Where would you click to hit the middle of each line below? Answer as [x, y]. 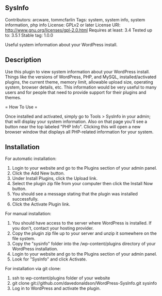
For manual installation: [28, 214]
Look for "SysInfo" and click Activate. [49, 259]
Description [23, 60]
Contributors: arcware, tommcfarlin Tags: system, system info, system [75, 19]
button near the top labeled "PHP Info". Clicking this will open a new [73, 126]
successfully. [25, 199]
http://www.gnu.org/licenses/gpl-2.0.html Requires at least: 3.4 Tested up [79, 30]
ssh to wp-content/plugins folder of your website [61, 278]
